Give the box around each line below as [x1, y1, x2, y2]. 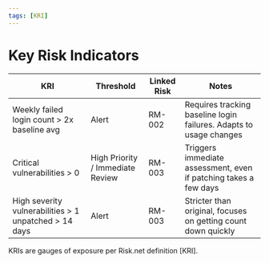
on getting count [184, 215, 247, 226]
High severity [12, 195, 62, 206]
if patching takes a [184, 172, 255, 183]
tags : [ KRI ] [8, 11, 48, 20]
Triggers [184, 142, 217, 153]
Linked [149, 75, 176, 87]
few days [184, 182, 219, 193]
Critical [12, 157, 40, 168]
